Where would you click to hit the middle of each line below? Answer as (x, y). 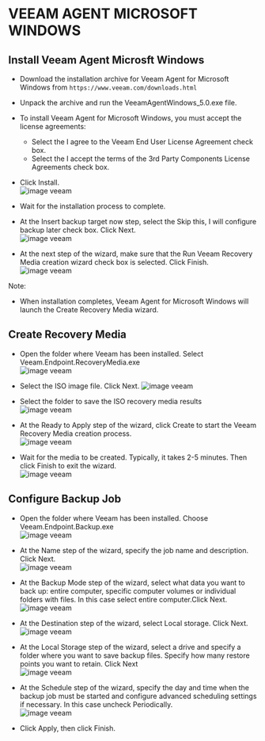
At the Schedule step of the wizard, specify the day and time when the (134, 687)
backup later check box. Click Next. (78, 230)
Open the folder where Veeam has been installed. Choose (114, 518)
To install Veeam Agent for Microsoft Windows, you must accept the (131, 118)
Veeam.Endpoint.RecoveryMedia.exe (80, 362)
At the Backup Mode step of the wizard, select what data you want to (132, 582)
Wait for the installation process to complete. (93, 206)
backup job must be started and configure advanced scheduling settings (138, 696)
